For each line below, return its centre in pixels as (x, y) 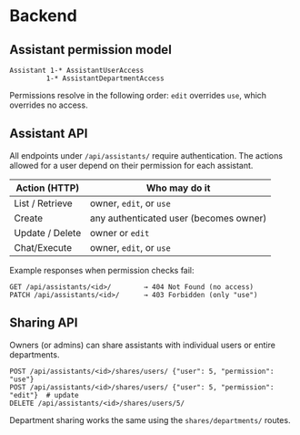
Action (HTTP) (48, 188)
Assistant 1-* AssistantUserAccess (77, 70)
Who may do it (178, 188)
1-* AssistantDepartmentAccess (105, 78)
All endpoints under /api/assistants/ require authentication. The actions (146, 155)
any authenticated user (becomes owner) (178, 218)
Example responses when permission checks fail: (102, 270)
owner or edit (120, 233)
